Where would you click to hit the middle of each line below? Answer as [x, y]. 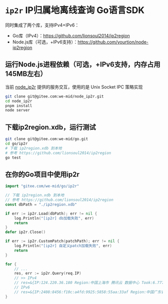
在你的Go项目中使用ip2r [42, 174]
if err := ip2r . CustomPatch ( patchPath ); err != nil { [62, 241]
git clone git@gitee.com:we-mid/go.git [47, 139]
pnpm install [19, 105]
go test [13, 157]
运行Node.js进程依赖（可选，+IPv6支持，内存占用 [83, 65]
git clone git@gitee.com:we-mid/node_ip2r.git [54, 96]
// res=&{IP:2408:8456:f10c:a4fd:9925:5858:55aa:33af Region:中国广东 [88, 292]
